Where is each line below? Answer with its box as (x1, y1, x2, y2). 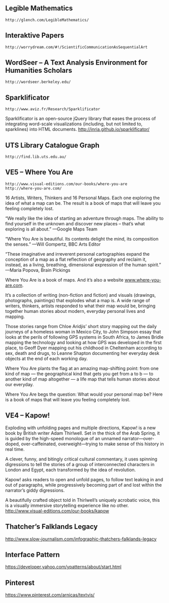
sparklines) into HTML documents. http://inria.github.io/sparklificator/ (5, 126, 150, 132)
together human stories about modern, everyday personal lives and (5, 308, 145, 314)
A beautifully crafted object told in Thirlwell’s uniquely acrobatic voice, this (5, 497, 160, 503)
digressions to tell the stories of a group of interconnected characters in (5, 461, 155, 467)
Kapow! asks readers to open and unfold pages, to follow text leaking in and (5, 476, 163, 482)
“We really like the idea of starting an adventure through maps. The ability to (5, 215, 164, 221)
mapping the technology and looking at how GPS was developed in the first (5, 339, 162, 345)
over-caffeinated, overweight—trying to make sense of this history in (21, 441, 164, 447)
